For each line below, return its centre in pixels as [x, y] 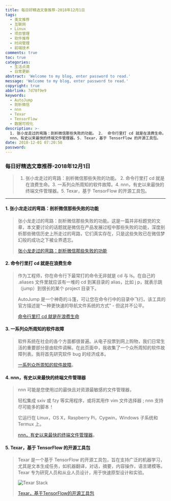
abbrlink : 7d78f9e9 [26, 90]
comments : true [21, 52]
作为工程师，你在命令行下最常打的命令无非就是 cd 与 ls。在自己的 [86, 275]
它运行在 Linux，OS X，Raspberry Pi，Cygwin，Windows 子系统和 [88, 418]
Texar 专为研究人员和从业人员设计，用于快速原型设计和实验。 [82, 472]
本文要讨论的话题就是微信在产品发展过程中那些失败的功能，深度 [94, 227]
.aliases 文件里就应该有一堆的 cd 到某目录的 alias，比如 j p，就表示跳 [90, 282]
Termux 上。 [31, 424]
